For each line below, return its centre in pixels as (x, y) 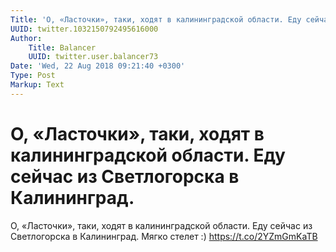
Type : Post (33, 76)
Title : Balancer (62, 47)
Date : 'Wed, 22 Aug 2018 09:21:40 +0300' (98, 66)
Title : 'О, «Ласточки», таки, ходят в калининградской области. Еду (156, 19)
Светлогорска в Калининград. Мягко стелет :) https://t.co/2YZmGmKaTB (164, 236)
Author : (26, 38)
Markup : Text (37, 85)
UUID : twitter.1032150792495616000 (84, 29)
